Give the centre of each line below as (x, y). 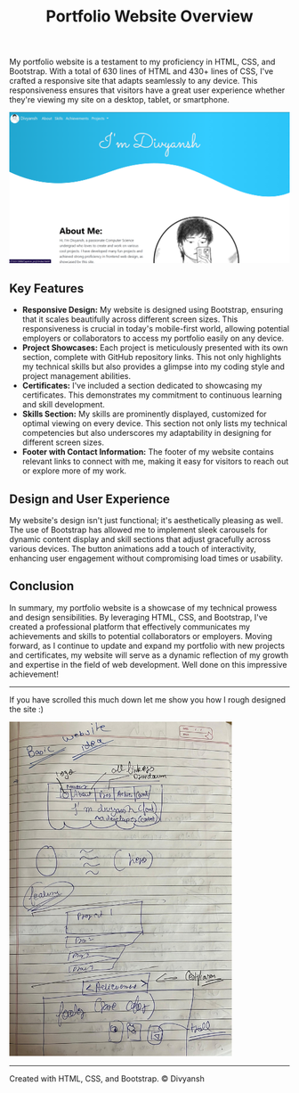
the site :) (27, 709)
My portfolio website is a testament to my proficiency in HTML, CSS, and (142, 62)
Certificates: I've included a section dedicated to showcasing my (142, 386)
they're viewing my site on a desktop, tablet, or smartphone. (119, 100)
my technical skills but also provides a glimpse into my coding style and (153, 366)
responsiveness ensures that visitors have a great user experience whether (147, 90)
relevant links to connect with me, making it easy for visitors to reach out (155, 462)
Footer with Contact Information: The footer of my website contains (148, 452)
